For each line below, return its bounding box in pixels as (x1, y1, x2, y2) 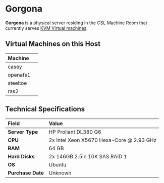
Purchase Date (8, 169, 44, 176)
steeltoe (8, 79, 27, 86)
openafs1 (8, 71, 31, 78)
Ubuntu (48, 161, 67, 168)
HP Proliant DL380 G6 (48, 128, 102, 135)
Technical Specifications (5, 105, 85, 113)
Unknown (48, 169, 72, 176)
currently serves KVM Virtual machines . (5, 25, 88, 31)
